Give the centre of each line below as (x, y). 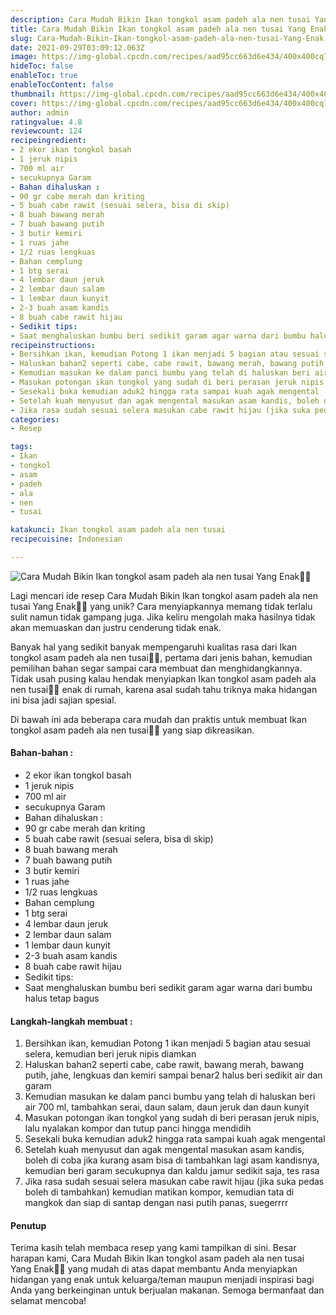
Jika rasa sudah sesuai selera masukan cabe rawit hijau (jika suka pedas (174, 1182)
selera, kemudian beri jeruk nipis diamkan (110, 1054)
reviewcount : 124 (46, 131)
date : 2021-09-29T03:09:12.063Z (77, 47)
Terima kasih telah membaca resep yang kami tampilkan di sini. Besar (153, 1248)
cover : (24, 103)
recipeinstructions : (53, 345)
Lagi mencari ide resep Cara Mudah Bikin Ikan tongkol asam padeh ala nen (164, 595)
